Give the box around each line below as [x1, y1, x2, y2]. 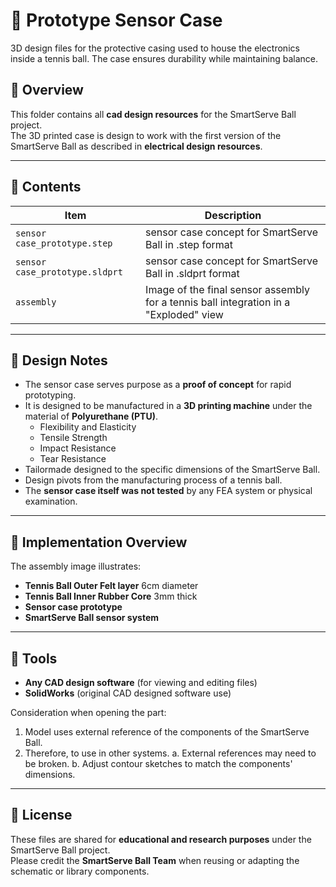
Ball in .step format [145, 237, 233, 251]
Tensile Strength [39, 432, 108, 444]
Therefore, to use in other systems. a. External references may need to [24, 747, 317, 759]
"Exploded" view [145, 307, 224, 321]
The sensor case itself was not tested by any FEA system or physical [24, 485, 313, 497]
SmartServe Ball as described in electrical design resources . [10, 140, 263, 152]
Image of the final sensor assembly [145, 282, 310, 296]
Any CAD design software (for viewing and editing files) [24, 677, 258, 688]
